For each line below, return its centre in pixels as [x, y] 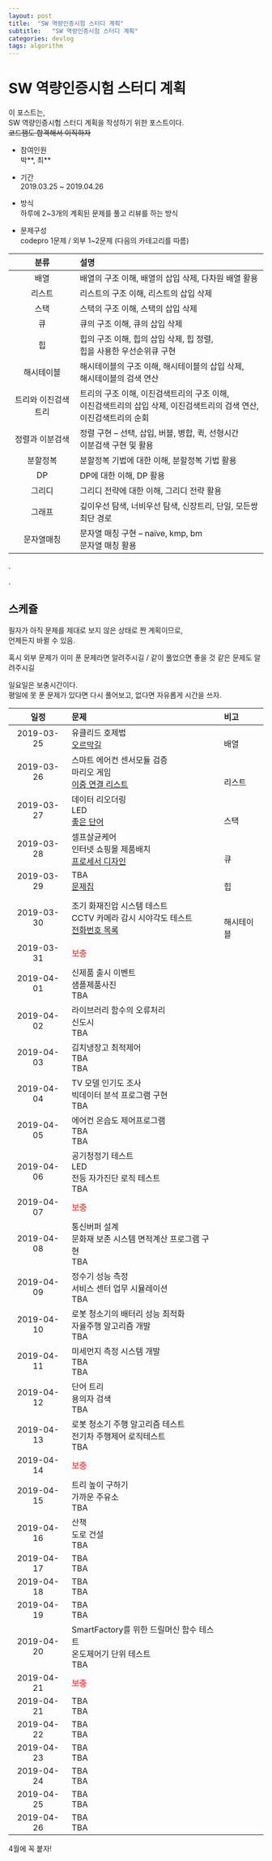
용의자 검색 [91, 1399]
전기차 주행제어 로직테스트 [119, 1436]
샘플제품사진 [94, 985]
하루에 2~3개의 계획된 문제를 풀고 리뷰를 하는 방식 [99, 213]
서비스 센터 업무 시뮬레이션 [120, 1288]
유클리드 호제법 [99, 732]
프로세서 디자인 [99, 861]
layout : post [30, 16]
